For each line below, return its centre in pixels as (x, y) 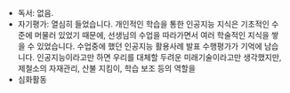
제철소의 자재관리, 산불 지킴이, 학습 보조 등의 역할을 (106, 68)
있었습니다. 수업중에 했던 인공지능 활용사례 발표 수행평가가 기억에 (149, 46)
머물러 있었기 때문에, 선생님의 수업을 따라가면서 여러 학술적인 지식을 (152, 35)
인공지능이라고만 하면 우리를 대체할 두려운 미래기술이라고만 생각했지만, (159, 57)
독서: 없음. (36, 13)
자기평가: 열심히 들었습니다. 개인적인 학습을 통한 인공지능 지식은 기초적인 (143, 24)
